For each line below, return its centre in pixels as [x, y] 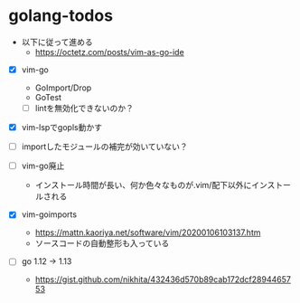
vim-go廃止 [43, 166]
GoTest [48, 97]
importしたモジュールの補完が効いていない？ [105, 147]
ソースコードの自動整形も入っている [102, 243]
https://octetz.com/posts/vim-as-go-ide [109, 52]
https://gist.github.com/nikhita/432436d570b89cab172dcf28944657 [163, 279]
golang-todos [61, 16]
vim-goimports [49, 214]
